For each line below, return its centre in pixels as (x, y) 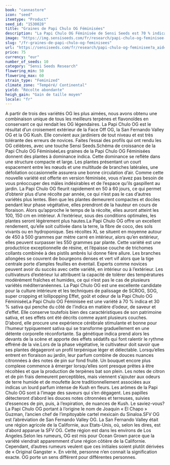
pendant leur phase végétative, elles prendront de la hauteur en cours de (81, 205)
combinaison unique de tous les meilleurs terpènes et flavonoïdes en (77, 119)
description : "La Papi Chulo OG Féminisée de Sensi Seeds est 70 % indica (86, 33)
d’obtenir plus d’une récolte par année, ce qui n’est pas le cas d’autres (78, 194)
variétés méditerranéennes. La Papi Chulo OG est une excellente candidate (83, 286)
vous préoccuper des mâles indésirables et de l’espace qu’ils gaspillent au (83, 183)
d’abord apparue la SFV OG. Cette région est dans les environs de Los (78, 431)
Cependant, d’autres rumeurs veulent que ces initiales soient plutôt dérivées (85, 447)
